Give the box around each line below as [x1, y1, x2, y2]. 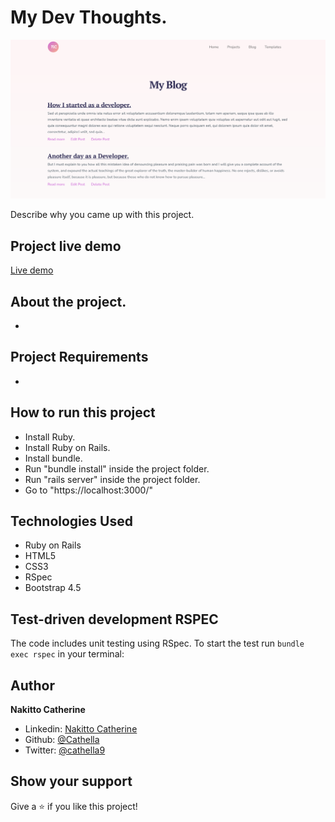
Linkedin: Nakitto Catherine [24, 723, 138, 735]
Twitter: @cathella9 [24, 744, 106, 756]
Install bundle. [24, 452, 83, 464]
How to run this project [10, 404, 156, 421]
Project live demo [10, 237, 122, 255]
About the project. [10, 293, 127, 310]
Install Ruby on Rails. [24, 441, 111, 453]
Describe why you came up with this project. [10, 209, 195, 221]
